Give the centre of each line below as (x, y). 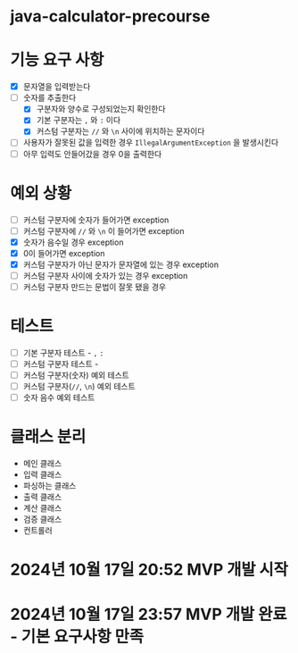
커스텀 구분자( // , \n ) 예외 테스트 (79, 387)
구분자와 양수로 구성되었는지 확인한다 (101, 109)
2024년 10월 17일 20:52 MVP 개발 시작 (149, 570)
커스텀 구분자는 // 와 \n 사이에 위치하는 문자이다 (120, 131)
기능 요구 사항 (57, 60)
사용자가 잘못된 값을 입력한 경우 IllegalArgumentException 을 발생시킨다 (151, 142)
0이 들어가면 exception (64, 253)
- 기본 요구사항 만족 (77, 636)
